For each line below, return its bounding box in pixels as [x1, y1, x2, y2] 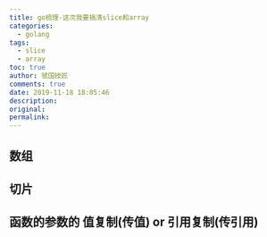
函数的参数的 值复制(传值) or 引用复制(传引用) [9, 215, 259, 230]
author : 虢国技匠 [9, 72, 69, 80]
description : [9, 96, 58, 106]
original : [9, 105, 46, 114]
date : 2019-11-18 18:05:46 [9, 88, 110, 97]
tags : [9, 38, 29, 47]
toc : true [9, 63, 46, 72]
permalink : [9, 113, 50, 122]
